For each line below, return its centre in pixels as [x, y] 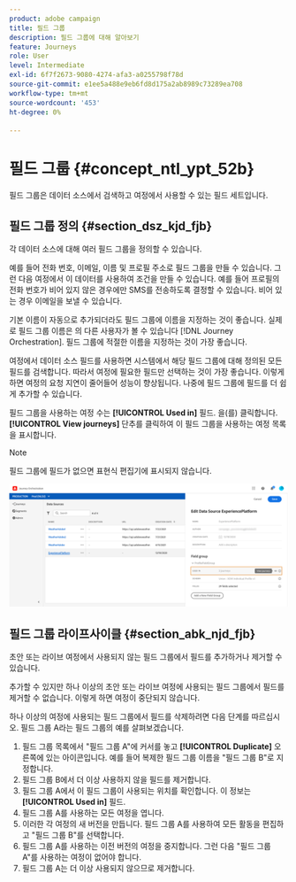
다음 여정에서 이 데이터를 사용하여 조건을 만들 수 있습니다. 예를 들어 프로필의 [149, 279]
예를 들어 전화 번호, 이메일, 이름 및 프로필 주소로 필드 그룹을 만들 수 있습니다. [140, 267]
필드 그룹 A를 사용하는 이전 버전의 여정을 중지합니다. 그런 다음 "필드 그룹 [146, 847]
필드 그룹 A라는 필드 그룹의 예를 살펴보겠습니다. [102, 728]
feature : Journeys [43, 47]
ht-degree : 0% [35, 112]
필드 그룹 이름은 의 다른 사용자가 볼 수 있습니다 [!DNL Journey [126, 331]
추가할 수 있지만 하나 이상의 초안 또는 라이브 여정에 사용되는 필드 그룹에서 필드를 [147, 687]
